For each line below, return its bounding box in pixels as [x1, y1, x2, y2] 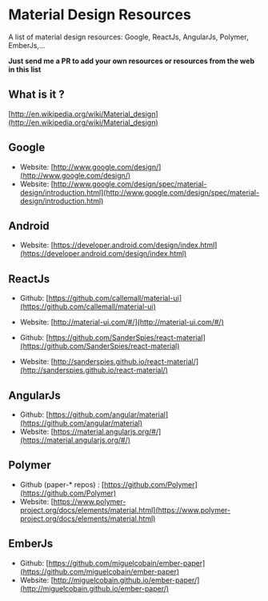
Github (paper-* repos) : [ [19, 479, 105, 489]
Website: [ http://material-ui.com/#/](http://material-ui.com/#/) [19, 318, 224, 327]
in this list [8, 64, 42, 74]
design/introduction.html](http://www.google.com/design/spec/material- [19, 187, 260, 197]
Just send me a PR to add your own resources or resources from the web [8, 56, 254, 66]
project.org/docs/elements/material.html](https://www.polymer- [19, 505, 231, 515]
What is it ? [8, 88, 66, 102]
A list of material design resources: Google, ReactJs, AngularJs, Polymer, [8, 32, 250, 42]
